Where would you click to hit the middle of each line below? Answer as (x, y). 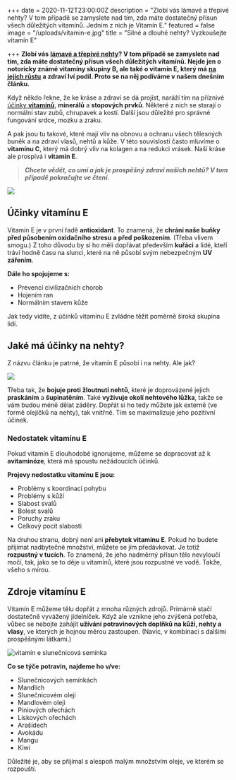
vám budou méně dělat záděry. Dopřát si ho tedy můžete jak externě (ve (112, 405)
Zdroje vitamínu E (47, 592)
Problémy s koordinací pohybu (62, 488)
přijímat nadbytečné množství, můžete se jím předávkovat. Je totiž (104, 547)
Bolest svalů (35, 511)
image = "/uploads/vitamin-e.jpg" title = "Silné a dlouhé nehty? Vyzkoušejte (117, 32)
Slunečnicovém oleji (46, 695)
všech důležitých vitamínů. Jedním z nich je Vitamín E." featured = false (111, 25)
